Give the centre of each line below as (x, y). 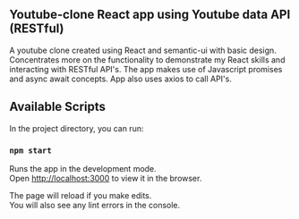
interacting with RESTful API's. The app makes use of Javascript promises (146, 69)
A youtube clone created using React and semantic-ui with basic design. (143, 50)
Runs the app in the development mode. (83, 168)
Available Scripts (57, 107)
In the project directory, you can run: (77, 128)
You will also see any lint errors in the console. (95, 205)
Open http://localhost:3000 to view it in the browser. (106, 178)
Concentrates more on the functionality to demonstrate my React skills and (147, 59)
